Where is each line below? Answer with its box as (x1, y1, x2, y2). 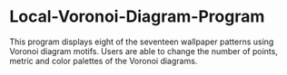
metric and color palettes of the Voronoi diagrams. (9, 55, 198, 66)
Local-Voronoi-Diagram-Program (9, 6, 265, 27)
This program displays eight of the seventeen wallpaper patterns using (9, 36, 274, 47)
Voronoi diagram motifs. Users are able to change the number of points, (9, 45, 279, 56)
